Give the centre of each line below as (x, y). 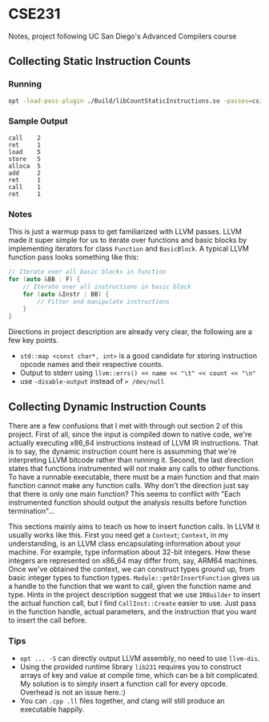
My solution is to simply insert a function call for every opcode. (124, 684)
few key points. (33, 341)
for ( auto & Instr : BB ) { (66, 294)
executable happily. (52, 709)
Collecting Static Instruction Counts (100, 61)
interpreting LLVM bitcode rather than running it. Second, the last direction (131, 460)
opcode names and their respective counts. (92, 365)
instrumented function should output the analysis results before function (128, 502)
